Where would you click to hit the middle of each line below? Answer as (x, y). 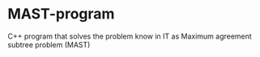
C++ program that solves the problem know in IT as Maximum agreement (130, 36)
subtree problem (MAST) (49, 44)
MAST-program (61, 14)
